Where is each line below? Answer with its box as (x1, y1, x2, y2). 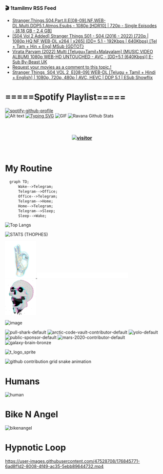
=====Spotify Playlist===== (5, 92, 126, 103)
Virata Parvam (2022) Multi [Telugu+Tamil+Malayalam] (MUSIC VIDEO (12, 49, 153, 55)
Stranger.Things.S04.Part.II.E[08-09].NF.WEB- (12, 18, 106, 23)
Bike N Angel (5, 409, 59, 420)
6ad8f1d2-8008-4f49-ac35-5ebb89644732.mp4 (5, 463, 104, 470)
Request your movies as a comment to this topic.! (12, 64, 112, 70)
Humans (5, 375, 40, 387)
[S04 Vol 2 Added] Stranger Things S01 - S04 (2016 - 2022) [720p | (12, 33, 149, 39)
